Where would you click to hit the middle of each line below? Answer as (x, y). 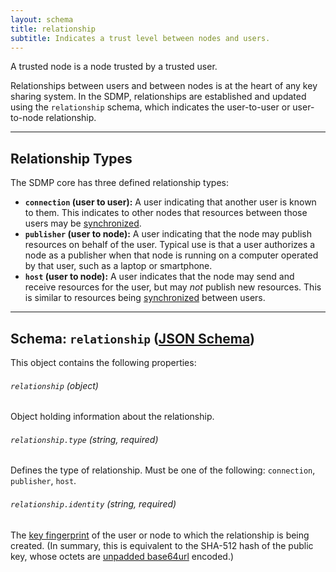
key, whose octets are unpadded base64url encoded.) (122, 556)
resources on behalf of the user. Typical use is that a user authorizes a (170, 245)
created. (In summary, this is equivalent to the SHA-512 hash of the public (162, 545)
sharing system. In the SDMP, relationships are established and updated (158, 97)
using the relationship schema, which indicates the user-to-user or (150, 107)
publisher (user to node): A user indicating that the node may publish (168, 234)
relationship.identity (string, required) (93, 504)
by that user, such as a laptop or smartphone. (118, 266)
